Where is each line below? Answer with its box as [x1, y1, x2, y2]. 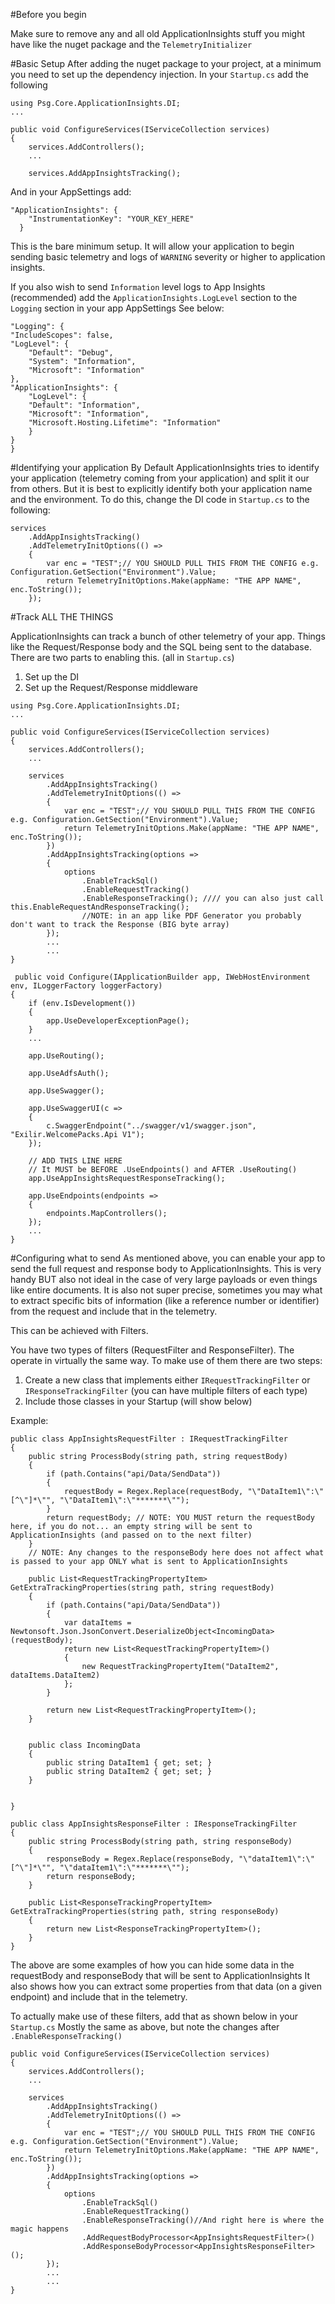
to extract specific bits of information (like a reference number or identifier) [10, 1295, 320, 1306]
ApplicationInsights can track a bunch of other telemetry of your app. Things [10, 630, 326, 642]
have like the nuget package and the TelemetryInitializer [10, 39, 253, 50]
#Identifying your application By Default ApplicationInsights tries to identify [10, 462, 320, 473]
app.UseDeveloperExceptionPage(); [46, 1016, 190, 1026]
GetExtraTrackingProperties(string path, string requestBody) [10, 1583, 275, 1593]
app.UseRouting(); [28, 1051, 105, 1061]
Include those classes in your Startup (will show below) [24, 1395, 253, 1407]
